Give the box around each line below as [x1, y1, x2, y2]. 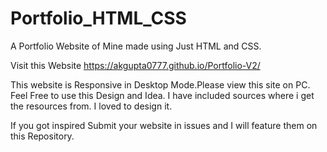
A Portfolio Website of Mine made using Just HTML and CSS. [10, 40, 262, 52]
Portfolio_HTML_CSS [10, 7, 187, 30]
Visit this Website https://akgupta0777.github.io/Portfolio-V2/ [10, 59, 261, 71]
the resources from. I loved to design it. [10, 100, 173, 112]
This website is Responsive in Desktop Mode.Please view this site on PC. [10, 78, 311, 91]
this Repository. [10, 130, 75, 142]
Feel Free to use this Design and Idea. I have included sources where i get [10, 89, 315, 101]
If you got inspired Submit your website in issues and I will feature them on [10, 119, 318, 131]
